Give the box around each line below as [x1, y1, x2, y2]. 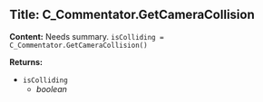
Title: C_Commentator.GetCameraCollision [9, 7, 256, 23]
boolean [35, 83, 68, 94]
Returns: [9, 56, 44, 67]
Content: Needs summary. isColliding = [9, 31, 165, 42]
